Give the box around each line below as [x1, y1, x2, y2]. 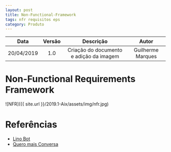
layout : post [5, 7, 33, 13]
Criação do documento [67, 46, 123, 54]
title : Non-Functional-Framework [5, 12, 76, 17]
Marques [135, 53, 157, 60]
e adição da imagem [70, 53, 120, 60]
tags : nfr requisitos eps [5, 17, 60, 22]
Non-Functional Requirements [5, 73, 136, 85]
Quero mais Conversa [12, 141, 59, 147]
